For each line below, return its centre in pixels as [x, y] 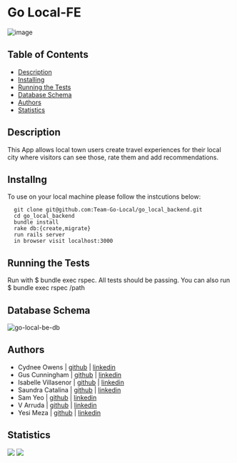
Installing [31, 79]
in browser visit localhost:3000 [64, 241]
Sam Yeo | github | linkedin [57, 397]
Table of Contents [48, 55]
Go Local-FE [44, 13]
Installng [27, 179]
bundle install [36, 222]
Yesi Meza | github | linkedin [59, 412]
